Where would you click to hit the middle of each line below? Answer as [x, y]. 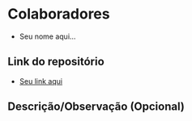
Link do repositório [56, 62]
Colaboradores [59, 14]
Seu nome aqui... [47, 36]
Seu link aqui [41, 81]
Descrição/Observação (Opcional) [96, 107]
